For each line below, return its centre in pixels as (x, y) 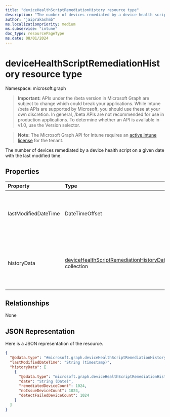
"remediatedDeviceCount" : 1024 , (53, 386)
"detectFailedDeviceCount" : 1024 (54, 396)
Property (19, 186)
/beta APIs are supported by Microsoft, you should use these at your (89, 109)
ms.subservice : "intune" (31, 29)
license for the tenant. (40, 140)
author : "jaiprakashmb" (30, 19)
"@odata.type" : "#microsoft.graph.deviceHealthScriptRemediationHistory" (89, 358)
